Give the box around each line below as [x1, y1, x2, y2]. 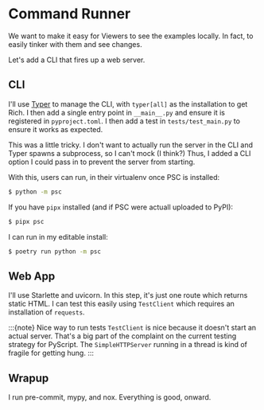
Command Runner [8, 5, 131, 23]
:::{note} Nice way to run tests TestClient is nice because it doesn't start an [8, 323, 257, 333]
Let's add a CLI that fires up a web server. [8, 55, 146, 64]
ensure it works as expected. [8, 124, 103, 134]
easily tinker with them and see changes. [8, 39, 142, 49]
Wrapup [8, 371, 49, 385]
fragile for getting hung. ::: [8, 348, 94, 358]
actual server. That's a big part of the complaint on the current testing [8, 331, 237, 341]
